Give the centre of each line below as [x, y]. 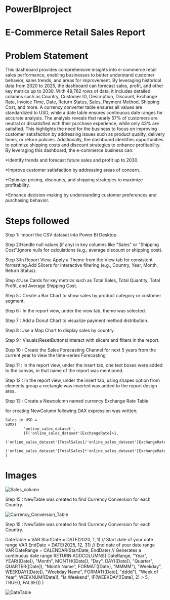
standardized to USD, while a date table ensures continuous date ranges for [84, 113]
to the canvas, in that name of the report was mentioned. [65, 371]
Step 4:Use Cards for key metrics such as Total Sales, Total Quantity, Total [83, 281]
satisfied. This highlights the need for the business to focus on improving [81, 129]
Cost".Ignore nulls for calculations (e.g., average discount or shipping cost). [84, 250]
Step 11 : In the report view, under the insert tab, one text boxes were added [84, 365]
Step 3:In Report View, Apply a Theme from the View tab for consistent [79, 260]
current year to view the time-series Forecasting [56, 355]
